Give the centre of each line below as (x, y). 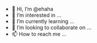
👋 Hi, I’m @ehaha (32, 9)
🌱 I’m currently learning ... (43, 21)
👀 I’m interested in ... (36, 15)
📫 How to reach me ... (39, 34)
